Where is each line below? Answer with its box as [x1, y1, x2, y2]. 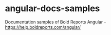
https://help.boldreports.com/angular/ [5, 24, 81, 30]
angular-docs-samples [5, 3, 100, 14]
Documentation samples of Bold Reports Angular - [5, 19, 106, 25]
